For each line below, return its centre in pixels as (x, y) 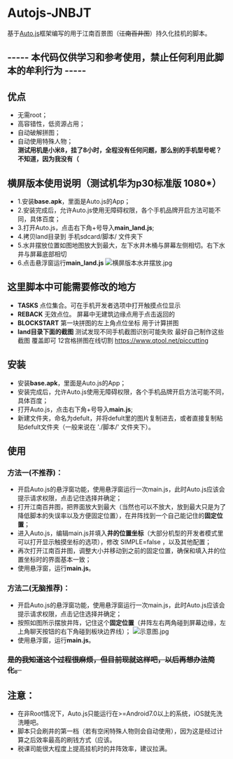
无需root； (33, 115)
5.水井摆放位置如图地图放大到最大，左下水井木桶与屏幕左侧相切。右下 (118, 245)
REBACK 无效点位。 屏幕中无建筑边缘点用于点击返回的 (96, 314)
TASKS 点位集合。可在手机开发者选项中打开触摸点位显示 (99, 305)
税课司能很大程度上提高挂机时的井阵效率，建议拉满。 (94, 748)
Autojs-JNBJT (49, 13)
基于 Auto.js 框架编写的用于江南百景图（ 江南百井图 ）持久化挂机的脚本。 (109, 33)
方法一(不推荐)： (35, 473)
